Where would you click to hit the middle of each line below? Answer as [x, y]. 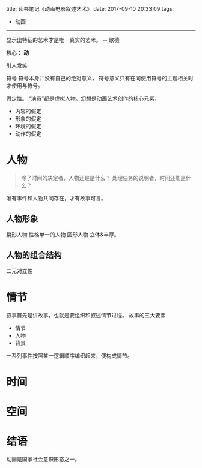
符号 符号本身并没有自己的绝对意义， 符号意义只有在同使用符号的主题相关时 [100, 78]
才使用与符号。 [25, 85]
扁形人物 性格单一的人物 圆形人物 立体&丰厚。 [63, 234]
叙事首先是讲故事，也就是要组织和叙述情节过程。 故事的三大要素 [86, 315]
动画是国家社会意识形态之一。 [43, 459]
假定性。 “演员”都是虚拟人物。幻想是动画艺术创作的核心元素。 [83, 98]
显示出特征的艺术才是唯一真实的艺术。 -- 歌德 [63, 40]
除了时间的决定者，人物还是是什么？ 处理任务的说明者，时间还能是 [103, 178]
